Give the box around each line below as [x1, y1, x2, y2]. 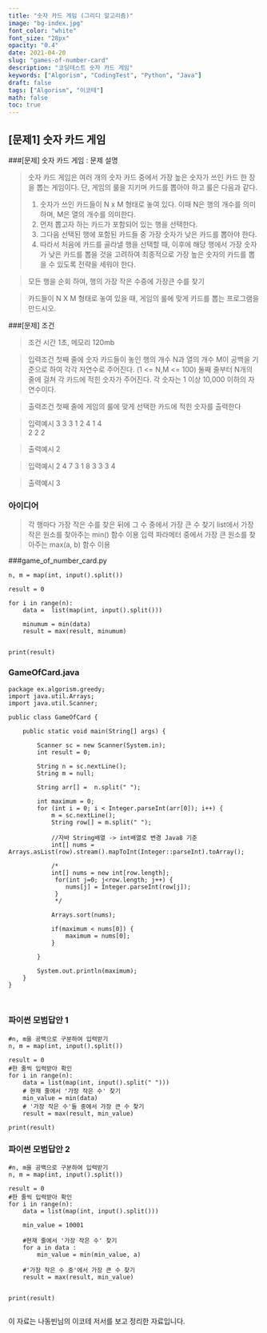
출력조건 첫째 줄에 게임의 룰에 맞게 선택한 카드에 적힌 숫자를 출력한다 [27, 401, 241, 411]
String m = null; [37, 769, 94, 777]
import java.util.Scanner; [8, 699, 98, 707]
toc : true [8, 101, 42, 109]
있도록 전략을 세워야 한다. [57, 259, 136, 269]
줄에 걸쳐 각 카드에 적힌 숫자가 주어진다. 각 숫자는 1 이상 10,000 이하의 [27, 374, 246, 384]
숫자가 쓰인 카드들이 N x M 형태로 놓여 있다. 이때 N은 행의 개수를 [39, 199, 241, 209]
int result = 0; [37, 748, 91, 757]
